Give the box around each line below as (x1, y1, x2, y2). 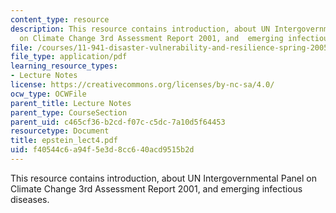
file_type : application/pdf (10, 52, 128, 62)
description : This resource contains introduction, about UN (10, 24, 271, 34)
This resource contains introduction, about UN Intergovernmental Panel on (10, 172, 317, 184)
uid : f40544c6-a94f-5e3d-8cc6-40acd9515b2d (10, 145, 195, 155)
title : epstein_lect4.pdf (10, 136, 118, 146)
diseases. (10, 193, 50, 205)
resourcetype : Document (10, 126, 110, 136)
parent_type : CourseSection (10, 107, 128, 118)
